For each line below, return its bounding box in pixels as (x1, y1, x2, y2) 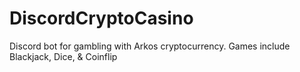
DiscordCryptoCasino (9, 7, 194, 30)
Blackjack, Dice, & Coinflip (9, 50, 118, 62)
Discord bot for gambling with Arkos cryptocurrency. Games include (9, 40, 291, 52)
